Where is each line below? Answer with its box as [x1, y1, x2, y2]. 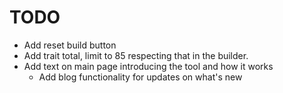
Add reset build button [23, 39, 117, 51]
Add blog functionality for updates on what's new [38, 71, 243, 83]
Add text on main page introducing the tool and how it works [23, 60, 274, 72]
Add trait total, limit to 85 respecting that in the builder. [23, 49, 249, 61]
